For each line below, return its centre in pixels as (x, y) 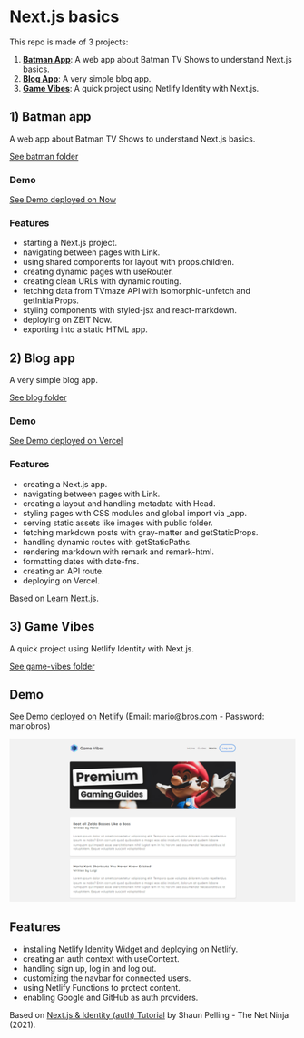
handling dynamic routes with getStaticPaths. (107, 542)
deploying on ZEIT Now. (67, 320)
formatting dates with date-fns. (81, 561)
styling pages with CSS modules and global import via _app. (135, 513)
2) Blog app (42, 358)
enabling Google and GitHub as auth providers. (110, 997)
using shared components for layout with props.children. (128, 262)
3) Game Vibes (52, 627)
